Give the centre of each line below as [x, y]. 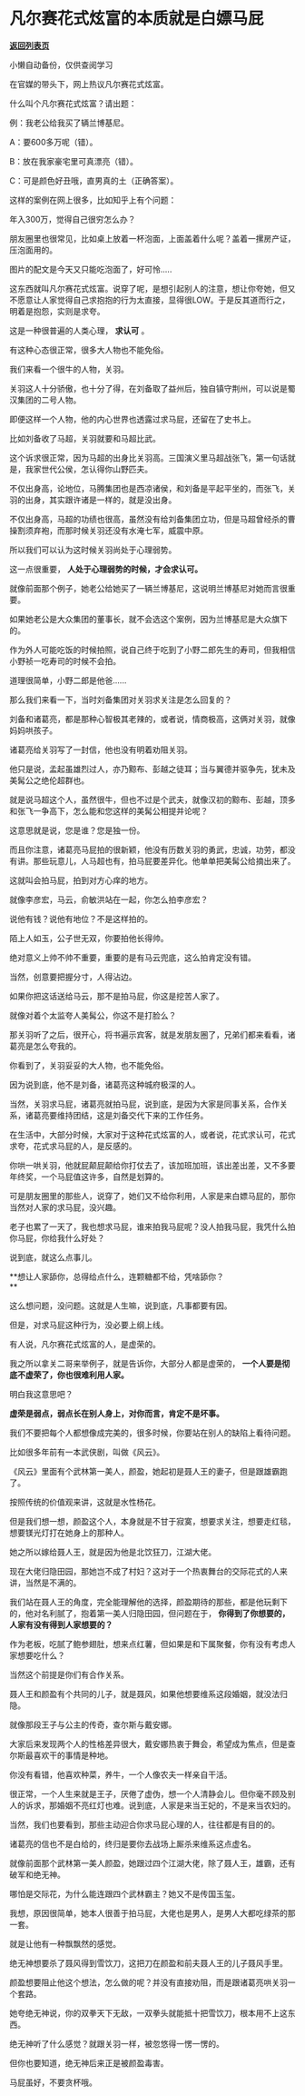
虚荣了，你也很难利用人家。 [77, 1375]
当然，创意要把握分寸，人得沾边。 [73, 977]
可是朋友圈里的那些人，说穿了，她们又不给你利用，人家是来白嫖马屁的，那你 [152, 1196]
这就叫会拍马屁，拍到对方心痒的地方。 [81, 880]
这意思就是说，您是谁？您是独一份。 [77, 830]
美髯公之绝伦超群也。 [49, 780]
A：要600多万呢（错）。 [54, 142]
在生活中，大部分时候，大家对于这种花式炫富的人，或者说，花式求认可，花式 [152, 1134]
